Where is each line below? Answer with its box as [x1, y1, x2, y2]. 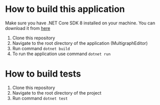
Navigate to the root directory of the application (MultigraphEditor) [12, 40, 148, 46]
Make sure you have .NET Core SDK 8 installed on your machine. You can [5, 20, 155, 26]
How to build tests [5, 68, 81, 80]
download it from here [5, 25, 51, 31]
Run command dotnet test [12, 95, 68, 101]
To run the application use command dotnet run [12, 51, 111, 57]
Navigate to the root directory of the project [12, 90, 102, 96]
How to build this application [5, 3, 125, 15]
